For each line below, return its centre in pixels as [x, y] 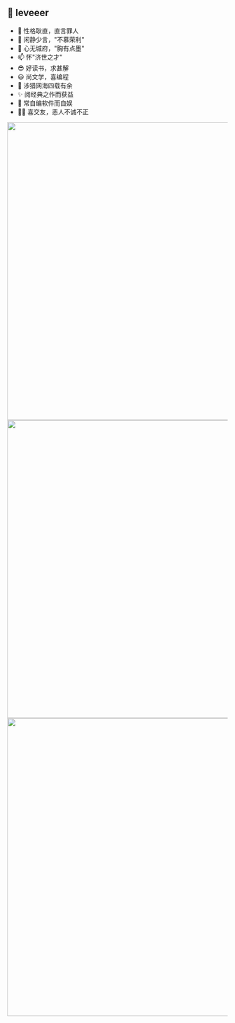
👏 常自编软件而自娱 [45, 103]
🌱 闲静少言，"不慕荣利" [51, 39]
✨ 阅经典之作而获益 [45, 94]
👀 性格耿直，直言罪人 [48, 31]
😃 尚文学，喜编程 [43, 76]
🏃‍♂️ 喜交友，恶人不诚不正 [53, 111]
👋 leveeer [28, 13]
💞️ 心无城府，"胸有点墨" [51, 48]
